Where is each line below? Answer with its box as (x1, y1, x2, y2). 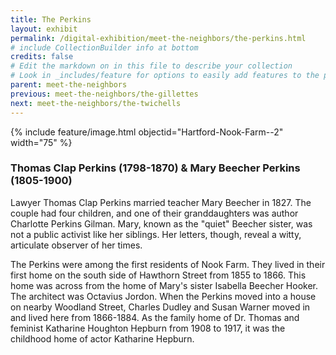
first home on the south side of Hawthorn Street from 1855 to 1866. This (10, 269, 307, 281)
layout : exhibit (10, 24, 78, 34)
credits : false (10, 52, 74, 62)
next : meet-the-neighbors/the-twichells (10, 98, 182, 108)
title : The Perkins (10, 14, 92, 25)
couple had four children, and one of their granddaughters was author (10, 207, 299, 219)
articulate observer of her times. (10, 239, 143, 251)
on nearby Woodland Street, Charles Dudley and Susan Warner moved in (10, 301, 311, 313)
